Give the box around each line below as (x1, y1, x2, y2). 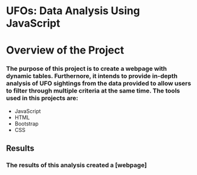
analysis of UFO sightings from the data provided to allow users (6, 80, 191, 88)
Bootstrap (14, 120, 39, 127)
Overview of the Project (6, 44, 125, 57)
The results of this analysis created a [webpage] (6, 161, 147, 169)
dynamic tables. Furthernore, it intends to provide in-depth (6, 72, 178, 80)
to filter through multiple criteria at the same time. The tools (6, 87, 181, 95)
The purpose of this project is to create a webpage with (6, 65, 168, 73)
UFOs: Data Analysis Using (6, 4, 140, 18)
